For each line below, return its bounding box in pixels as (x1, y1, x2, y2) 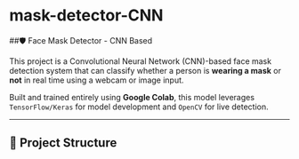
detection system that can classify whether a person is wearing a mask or (9, 65, 282, 76)
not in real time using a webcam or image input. (9, 75, 184, 85)
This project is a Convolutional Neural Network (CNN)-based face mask (9, 55, 272, 67)
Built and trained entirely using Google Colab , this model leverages (9, 91, 255, 102)
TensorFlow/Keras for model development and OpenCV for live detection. (9, 101, 269, 112)
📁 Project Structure (9, 135, 117, 151)
